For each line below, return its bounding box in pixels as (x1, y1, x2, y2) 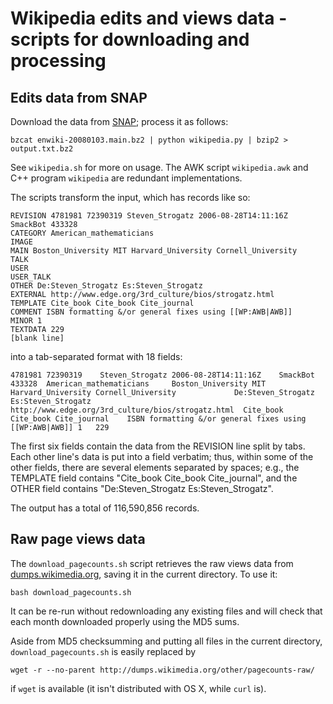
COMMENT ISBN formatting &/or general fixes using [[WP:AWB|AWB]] (10, 307, 293, 317)
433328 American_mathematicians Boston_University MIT (10, 379, 267, 389)
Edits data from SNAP (10, 89, 148, 106)
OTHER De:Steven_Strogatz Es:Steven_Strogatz (10, 281, 203, 291)
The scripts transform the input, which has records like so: (10, 192, 251, 203)
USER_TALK (10, 272, 52, 282)
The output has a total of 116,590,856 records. (10, 502, 200, 514)
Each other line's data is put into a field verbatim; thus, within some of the (10, 451, 314, 462)
